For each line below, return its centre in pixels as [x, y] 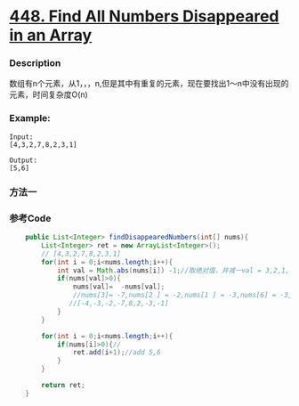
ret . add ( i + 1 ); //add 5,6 [117, 353]
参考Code [30, 218]
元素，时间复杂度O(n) [49, 94]
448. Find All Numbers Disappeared [144, 16]
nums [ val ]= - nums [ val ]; [119, 287]
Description [35, 63]
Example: [30, 118]
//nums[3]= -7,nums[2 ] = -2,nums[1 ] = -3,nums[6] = [174, 296]
